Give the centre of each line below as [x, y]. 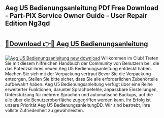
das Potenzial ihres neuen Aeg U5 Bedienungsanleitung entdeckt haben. [79, 69]
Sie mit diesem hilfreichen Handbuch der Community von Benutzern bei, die [82, 63]
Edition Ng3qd [28, 23]
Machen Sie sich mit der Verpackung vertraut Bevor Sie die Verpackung [78, 74]
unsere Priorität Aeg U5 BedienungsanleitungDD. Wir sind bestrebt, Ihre [78, 105]
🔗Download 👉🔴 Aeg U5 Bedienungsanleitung [77, 44]
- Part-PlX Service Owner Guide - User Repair [76, 16]
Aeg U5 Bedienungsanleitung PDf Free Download [82, 8]
